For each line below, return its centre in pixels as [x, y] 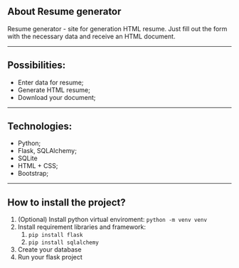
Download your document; [57, 97]
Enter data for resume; [51, 82]
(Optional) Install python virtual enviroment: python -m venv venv [112, 220]
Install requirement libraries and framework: [82, 227]
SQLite [27, 158]
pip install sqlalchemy [64, 243]
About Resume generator [64, 12]
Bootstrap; [33, 174]
